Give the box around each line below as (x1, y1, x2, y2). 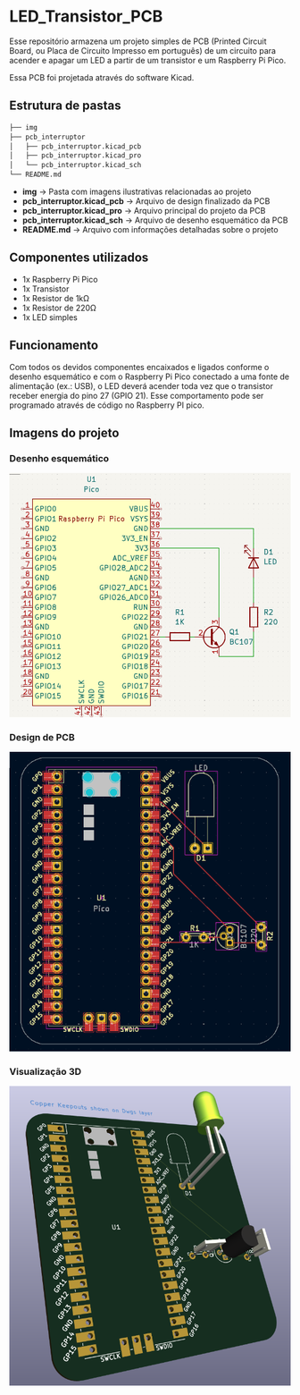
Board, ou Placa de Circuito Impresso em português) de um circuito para (9, 45, 277, 55)
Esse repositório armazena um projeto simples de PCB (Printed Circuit (9, 36, 267, 46)
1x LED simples (21, 311, 79, 323)
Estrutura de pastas (9, 98, 121, 114)
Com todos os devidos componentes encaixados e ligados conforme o (9, 361, 270, 372)
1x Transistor (21, 283, 70, 294)
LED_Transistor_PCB (9, 6, 163, 27)
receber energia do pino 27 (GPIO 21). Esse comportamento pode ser (9, 390, 264, 401)
